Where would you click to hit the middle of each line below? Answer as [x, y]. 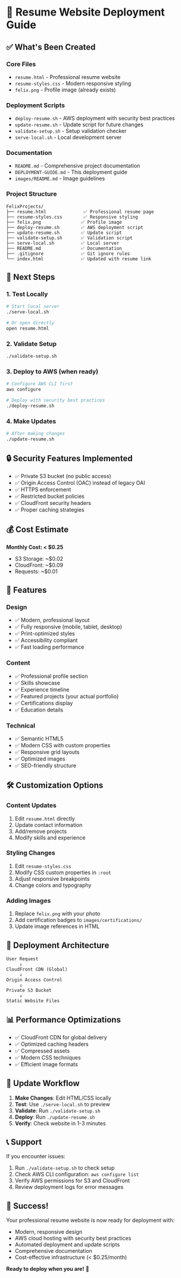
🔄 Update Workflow [43, 1083]
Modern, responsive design [48, 1232]
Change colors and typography [53, 885]
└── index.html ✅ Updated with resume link [79, 259]
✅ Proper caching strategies [49, 509]
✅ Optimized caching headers [52, 1044]
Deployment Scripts [36, 105]
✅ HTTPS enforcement [43, 489]
